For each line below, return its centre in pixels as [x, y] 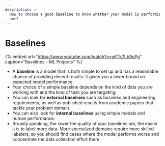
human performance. [34, 118]
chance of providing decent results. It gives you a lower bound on [79, 77]
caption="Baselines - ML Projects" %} [44, 62]
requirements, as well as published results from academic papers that [83, 103]
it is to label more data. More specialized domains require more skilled [83, 129]
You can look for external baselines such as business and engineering [84, 98]
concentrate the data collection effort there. [56, 139]
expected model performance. [43, 82]
